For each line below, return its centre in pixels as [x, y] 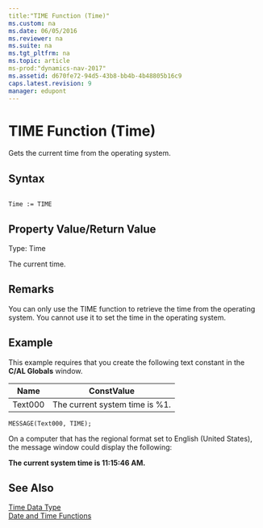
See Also [31, 488]
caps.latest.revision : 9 [50, 83]
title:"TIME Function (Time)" [59, 16]
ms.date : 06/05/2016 [43, 31]
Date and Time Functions [50, 516]
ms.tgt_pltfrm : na [39, 53]
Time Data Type [35, 507]
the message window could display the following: [90, 447]
